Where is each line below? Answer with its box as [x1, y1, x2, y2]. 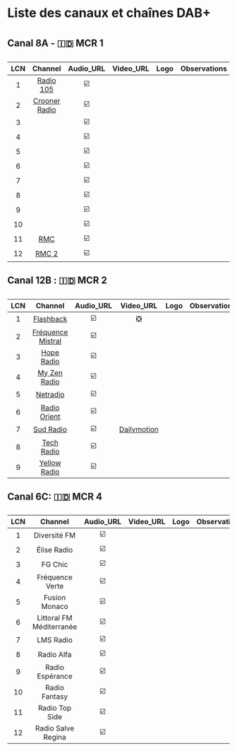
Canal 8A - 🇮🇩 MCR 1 [7, 37, 104, 49]
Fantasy [41, 692, 68, 702]
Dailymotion [119, 425, 159, 434]
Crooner [32, 95, 61, 105]
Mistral [38, 336, 62, 345]
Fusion [43, 593, 66, 603]
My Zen [37, 367, 63, 377]
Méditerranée [32, 622, 78, 632]
